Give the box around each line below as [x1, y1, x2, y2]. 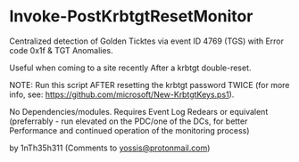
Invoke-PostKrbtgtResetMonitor [9, 6, 253, 27]
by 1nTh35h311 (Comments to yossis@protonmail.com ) [9, 142, 211, 153]
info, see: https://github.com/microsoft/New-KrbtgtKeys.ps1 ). [9, 89, 235, 100]
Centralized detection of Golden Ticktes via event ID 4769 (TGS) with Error [9, 36, 284, 46]
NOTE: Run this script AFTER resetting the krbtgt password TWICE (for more [9, 79, 290, 90]
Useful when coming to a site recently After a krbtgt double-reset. [9, 62, 252, 73]
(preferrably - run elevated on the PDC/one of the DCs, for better [9, 116, 248, 126]
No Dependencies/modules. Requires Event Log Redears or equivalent [9, 106, 269, 117]
